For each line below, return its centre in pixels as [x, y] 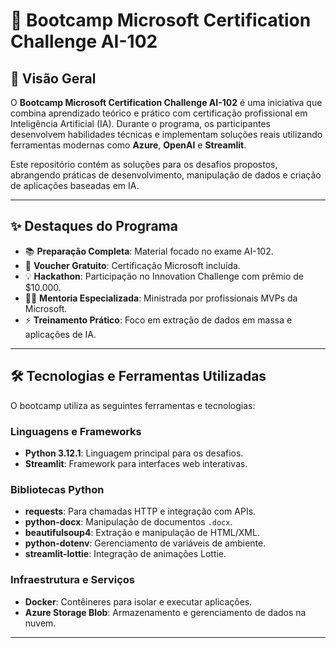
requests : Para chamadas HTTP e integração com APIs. [140, 511]
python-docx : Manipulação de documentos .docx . [128, 522]
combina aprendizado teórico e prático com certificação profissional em [159, 113]
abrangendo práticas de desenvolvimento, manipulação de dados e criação [166, 175]
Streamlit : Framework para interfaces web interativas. [136, 463]
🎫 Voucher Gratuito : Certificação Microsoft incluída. [132, 265]
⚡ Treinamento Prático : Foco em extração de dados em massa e [158, 320]
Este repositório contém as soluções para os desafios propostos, [144, 164]
